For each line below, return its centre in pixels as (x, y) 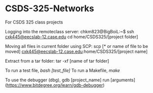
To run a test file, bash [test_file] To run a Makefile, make (63, 70)
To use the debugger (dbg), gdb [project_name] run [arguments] (70, 80)
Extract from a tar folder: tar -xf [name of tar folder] (57, 61)
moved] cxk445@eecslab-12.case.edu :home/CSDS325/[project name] (76, 51)
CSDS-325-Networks (50, 9)
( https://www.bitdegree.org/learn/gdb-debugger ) (55, 85)
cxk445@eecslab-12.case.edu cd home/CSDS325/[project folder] (72, 37)
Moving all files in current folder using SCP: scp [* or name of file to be (76, 46)
